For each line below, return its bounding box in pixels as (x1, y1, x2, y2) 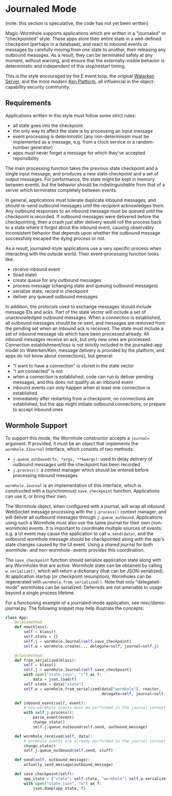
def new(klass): (14, 625, 50, 630)
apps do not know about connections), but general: (5, 352, 114, 359)
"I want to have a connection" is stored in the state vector (12, 362, 135, 368)
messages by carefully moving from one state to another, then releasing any (5, 46, 166, 52)
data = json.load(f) (32, 677, 77, 682)
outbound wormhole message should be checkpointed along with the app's (5, 536, 165, 542)
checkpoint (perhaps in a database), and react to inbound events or (5, 41, 148, 47)
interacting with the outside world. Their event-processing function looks (5, 251, 159, 257)
